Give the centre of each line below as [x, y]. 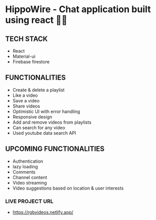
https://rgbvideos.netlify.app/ [43, 212]
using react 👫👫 [36, 20]
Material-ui [24, 56]
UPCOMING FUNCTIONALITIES [55, 149]
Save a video [26, 100]
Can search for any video [39, 127]
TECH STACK [27, 39]
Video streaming [30, 182]
